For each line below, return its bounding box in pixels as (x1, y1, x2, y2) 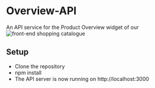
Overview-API (6, 4, 77, 18)
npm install (14, 69, 42, 76)
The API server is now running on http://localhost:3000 (14, 75, 150, 82)
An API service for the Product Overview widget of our (6, 24, 139, 31)
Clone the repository (14, 63, 65, 70)
